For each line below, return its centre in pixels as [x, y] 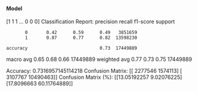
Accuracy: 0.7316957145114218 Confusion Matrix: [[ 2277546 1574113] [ [94, 71]
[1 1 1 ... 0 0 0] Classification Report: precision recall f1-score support [91, 22]
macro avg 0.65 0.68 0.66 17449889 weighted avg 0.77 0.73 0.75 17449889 [99, 59]
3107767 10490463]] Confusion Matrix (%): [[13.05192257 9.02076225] [94, 77]
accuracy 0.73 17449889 [72, 48]
